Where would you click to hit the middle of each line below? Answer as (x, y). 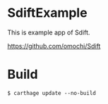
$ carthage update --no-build (52, 93)
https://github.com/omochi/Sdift (54, 46)
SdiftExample (47, 13)
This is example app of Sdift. (49, 32)
